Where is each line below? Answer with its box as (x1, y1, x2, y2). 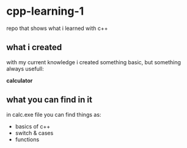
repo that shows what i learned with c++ (6, 24, 108, 32)
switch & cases (15, 129, 54, 136)
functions (15, 136, 40, 143)
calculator (6, 76, 33, 84)
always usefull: (6, 65, 44, 72)
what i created (6, 42, 62, 53)
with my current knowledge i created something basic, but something (6, 58, 182, 65)
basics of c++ (15, 122, 51, 130)
